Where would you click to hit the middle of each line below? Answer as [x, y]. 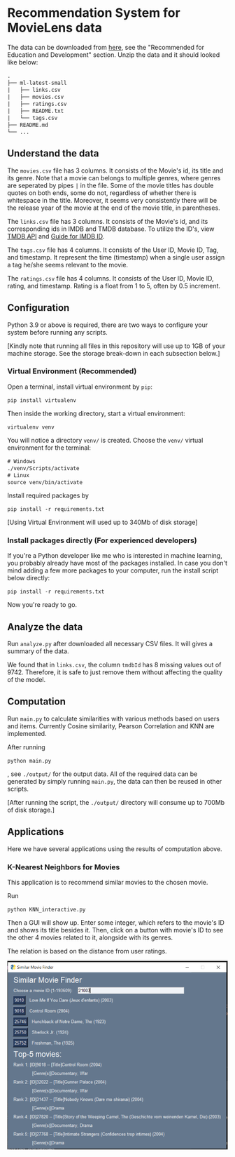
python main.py [29, 761]
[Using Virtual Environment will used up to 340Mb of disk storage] [102, 522]
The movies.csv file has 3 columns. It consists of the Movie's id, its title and [115, 170]
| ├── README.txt [36, 111]
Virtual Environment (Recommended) [72, 371]
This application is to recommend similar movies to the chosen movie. [108, 882]
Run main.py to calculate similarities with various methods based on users [114, 718]
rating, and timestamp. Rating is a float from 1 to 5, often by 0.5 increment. [114, 286]
